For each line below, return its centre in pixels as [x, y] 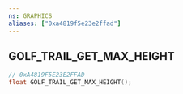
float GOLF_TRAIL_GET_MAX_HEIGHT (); [70, 83]
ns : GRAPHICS [30, 16]
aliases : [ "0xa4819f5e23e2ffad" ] [65, 23]
